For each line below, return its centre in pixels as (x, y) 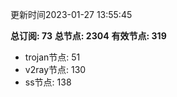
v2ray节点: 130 (55, 69)
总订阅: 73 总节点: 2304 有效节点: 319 (88, 36)
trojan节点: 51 (52, 57)
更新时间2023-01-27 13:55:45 (71, 14)
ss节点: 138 (48, 82)
